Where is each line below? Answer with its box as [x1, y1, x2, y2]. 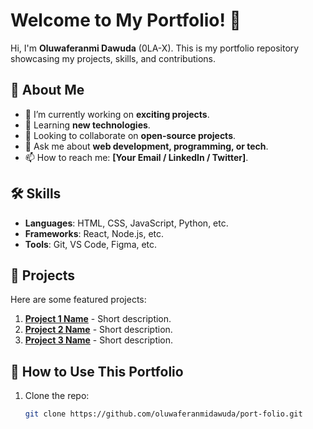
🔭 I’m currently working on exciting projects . [24, 108, 210, 120]
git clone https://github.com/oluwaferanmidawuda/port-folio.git [24, 409, 303, 419]
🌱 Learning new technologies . [24, 119, 151, 131]
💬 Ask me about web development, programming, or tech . [24, 140, 269, 152]
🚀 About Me [10, 82, 85, 99]
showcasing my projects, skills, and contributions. [10, 52, 217, 64]
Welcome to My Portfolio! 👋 [10, 9, 242, 32]
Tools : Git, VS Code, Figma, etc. [24, 238, 158, 250]
